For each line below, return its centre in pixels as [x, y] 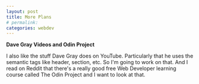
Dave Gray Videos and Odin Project [50, 45]
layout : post [22, 11]
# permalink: [22, 22]
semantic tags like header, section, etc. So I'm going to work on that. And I [97, 62]
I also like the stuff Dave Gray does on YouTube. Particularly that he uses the [100, 56]
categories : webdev [30, 28]
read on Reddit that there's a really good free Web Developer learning [91, 69]
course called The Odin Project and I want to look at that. [76, 75]
